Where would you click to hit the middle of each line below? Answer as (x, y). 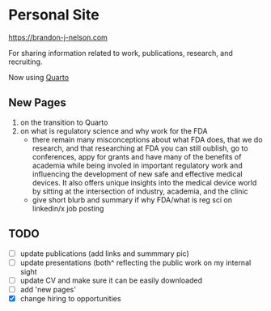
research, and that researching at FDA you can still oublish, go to (140, 148)
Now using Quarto (39, 77)
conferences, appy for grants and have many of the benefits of (137, 156)
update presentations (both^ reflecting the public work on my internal (135, 262)
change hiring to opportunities (70, 298)
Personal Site (54, 15)
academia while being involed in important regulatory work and (137, 165)
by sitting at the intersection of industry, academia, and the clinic (140, 191)
